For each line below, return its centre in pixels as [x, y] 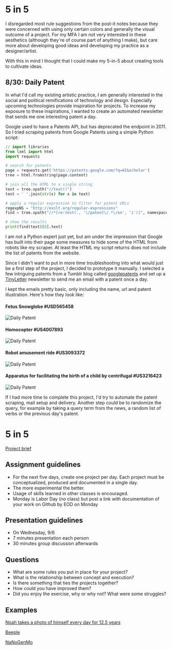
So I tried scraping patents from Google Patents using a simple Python [79, 132]
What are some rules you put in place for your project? [70, 572]
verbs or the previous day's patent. [42, 413]
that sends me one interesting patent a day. [51, 116]
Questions [22, 559]
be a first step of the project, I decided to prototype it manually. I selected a [85, 268]
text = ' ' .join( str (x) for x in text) [48, 194]
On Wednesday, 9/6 [34, 533]
